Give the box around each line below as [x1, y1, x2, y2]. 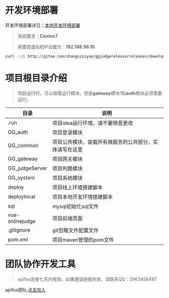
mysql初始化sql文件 [52, 203, 99, 210]
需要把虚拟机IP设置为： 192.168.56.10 [17, 43, 95, 49]
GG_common [8, 142, 39, 149]
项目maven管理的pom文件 [52, 236, 114, 243]
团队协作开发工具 [5, 258, 76, 270]
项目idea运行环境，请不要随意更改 [52, 119, 133, 126]
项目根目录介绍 [5, 73, 67, 84]
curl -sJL [5, 54, 26, 59]
